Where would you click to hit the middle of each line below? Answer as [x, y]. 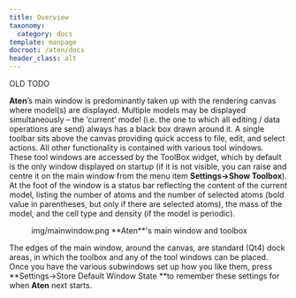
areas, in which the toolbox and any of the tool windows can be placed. [139, 257]
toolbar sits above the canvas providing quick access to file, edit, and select [147, 138]
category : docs [45, 34]
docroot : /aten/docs [47, 50]
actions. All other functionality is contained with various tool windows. [137, 148]
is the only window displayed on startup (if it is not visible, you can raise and [148, 166]
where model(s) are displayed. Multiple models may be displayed [127, 110]
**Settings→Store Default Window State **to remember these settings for [144, 276]
